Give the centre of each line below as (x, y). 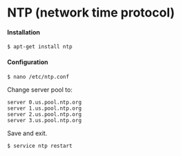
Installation (23, 32)
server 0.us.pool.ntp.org (44, 102)
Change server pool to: (40, 89)
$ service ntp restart (40, 146)
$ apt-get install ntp (40, 47)
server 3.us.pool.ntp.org (44, 120)
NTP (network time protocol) (91, 13)
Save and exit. (27, 133)
